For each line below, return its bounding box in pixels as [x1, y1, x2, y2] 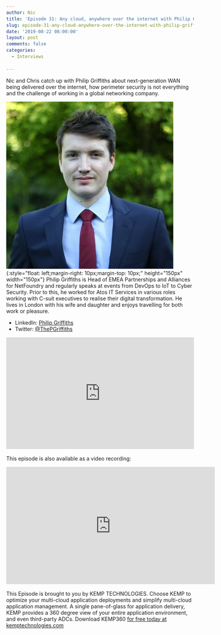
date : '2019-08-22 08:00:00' [6, 29, 79, 35]
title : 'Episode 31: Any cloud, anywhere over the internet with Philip [6, 15, 191, 22]
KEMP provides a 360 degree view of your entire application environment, [6, 609, 188, 616]
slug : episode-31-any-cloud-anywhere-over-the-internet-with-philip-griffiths [6, 22, 207, 28]
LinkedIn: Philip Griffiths [14, 319, 74, 326]
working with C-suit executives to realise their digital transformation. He [6, 295, 183, 302]
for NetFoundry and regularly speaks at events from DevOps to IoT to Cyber [6, 282, 192, 289]
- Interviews [11, 54, 44, 60]
